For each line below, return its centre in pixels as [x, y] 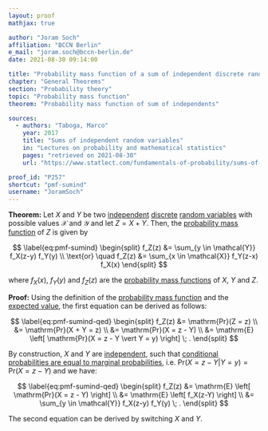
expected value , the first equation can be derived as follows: [108, 306]
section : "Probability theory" [60, 89]
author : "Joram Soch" [44, 38]
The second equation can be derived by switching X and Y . [106, 418]
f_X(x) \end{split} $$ [134, 265]
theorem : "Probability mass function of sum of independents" [114, 104]
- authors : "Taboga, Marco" [62, 126]
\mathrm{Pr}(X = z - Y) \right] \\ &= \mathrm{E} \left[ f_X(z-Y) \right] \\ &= [134, 394]
